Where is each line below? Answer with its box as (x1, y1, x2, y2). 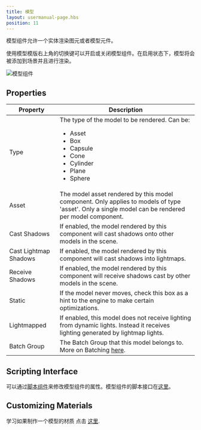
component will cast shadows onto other (59, 230, 174, 238)
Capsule (69, 145, 93, 153)
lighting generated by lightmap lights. (59, 329, 165, 337)
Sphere (69, 175, 91, 183)
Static (9, 296, 26, 305)
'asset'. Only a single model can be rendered (59, 205, 185, 214)
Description (108, 106, 143, 114)
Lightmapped (9, 321, 47, 330)
